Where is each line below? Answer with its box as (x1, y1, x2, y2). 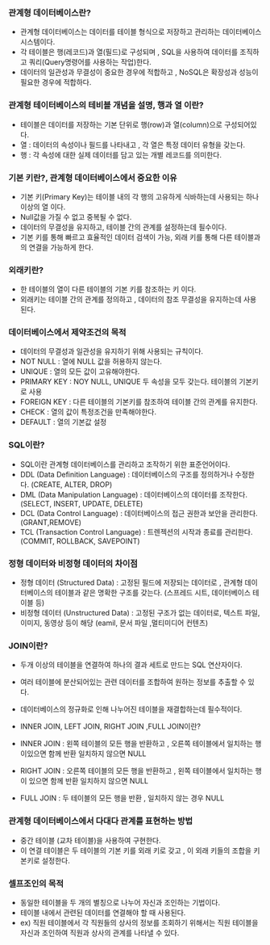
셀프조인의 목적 (8, 878, 64, 889)
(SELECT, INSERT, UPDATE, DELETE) (19, 498, 143, 508)
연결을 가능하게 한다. (28, 242, 94, 252)
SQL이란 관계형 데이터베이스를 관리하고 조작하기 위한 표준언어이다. (19, 459, 231, 469)
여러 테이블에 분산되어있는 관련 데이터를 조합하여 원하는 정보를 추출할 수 (19, 677, 247, 687)
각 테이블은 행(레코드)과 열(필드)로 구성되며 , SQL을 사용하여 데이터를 (19, 47, 239, 57)
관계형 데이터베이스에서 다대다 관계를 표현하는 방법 (8, 816, 193, 827)
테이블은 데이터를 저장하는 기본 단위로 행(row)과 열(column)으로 (19, 120, 223, 129)
